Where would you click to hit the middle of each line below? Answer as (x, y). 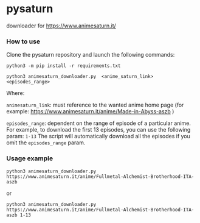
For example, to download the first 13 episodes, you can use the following (98, 130)
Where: (16, 93)
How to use (23, 41)
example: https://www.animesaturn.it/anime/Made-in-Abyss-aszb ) (90, 111)
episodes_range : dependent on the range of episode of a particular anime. (99, 123)
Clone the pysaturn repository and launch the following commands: (91, 55)
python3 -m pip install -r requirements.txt (64, 66)
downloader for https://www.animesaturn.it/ (61, 26)
